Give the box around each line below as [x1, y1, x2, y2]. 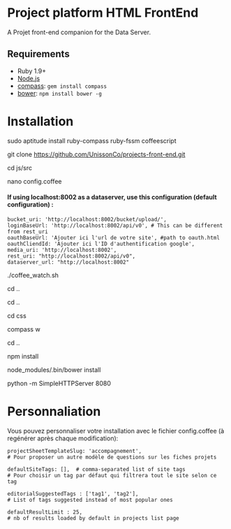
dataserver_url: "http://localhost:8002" [7, 258, 130, 266]
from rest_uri [7, 228, 49, 235]
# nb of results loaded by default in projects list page [7, 514, 179, 521]
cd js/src [7, 163, 33, 172]
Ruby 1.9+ [17, 66, 47, 75]
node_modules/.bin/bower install [7, 365, 101, 374]
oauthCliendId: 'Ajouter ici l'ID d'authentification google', [7, 240, 195, 247]
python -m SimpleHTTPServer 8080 [7, 379, 112, 387]
